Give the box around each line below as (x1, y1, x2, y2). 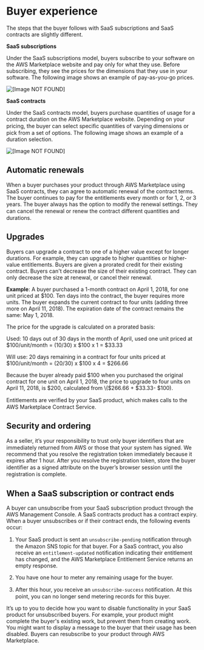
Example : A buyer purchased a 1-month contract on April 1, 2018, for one (6, 286, 189, 293)
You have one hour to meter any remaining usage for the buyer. (15, 574, 174, 581)
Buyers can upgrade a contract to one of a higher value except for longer (6, 248, 189, 255)
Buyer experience (6, 4, 98, 18)
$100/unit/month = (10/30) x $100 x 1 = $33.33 (6, 341, 123, 349)
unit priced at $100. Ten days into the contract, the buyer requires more (6, 292, 185, 299)
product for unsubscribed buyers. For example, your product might (6, 611, 174, 618)
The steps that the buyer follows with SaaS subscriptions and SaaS (6, 24, 174, 32)
